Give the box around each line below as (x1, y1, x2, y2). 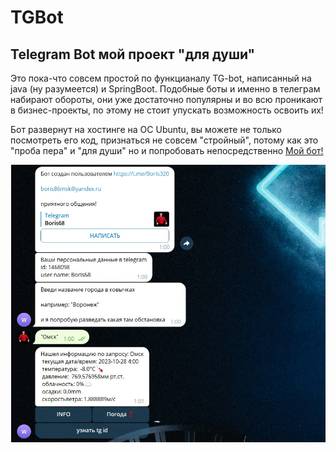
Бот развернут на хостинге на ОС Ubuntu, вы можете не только (10, 124, 283, 135)
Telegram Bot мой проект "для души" (10, 46, 256, 63)
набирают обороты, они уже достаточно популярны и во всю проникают (10, 94, 323, 105)
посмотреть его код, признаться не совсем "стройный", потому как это (10, 134, 319, 146)
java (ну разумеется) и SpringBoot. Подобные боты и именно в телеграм (10, 83, 321, 95)
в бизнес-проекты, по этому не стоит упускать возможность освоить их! (10, 104, 324, 116)
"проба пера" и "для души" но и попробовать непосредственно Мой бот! (10, 145, 324, 156)
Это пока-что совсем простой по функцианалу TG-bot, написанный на (10, 72, 312, 84)
